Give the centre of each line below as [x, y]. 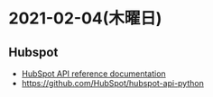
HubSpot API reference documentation [93, 74]
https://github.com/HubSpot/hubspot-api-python [112, 83]
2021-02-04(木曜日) [85, 18]
